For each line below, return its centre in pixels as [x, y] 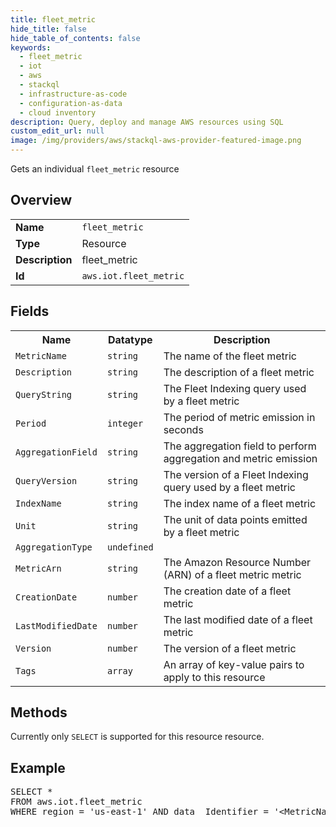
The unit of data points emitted [235, 519]
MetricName [41, 355]
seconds [183, 429]
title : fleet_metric [53, 19]
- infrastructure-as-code [73, 94]
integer [125, 423]
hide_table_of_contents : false [75, 38]
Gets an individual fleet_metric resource [95, 169]
